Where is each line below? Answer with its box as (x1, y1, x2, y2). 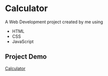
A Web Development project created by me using (5, 19, 103, 25)
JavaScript (12, 38, 34, 44)
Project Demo (5, 53, 47, 61)
